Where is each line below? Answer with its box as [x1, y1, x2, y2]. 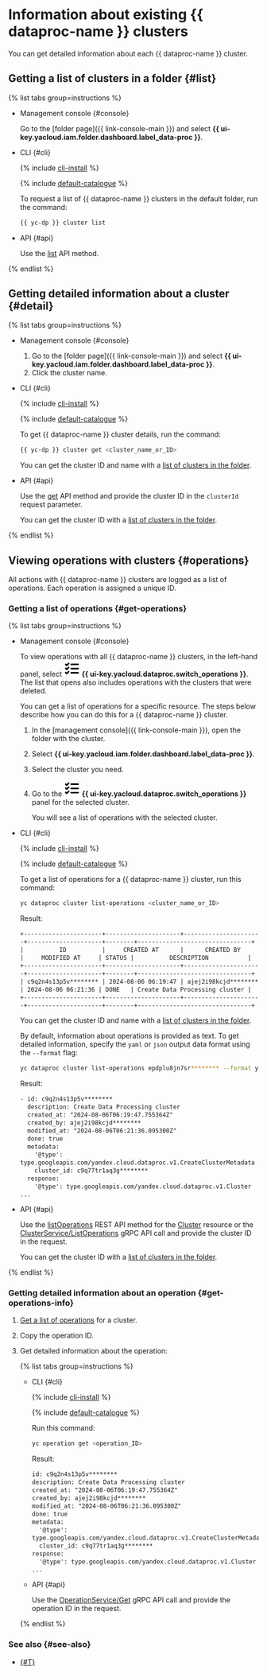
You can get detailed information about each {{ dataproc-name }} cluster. [8, 49, 248, 58]
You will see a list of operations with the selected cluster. [31, 813, 218, 822]
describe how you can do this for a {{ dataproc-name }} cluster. [19, 710, 228, 720]
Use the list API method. [19, 248, 99, 258]
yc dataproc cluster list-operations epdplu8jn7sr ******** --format [19, 1064, 252, 1073]
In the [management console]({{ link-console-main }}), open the [31, 725, 241, 735]
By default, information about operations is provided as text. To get [19, 1031, 240, 1041]
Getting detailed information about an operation [8, 1288, 196, 1299]
